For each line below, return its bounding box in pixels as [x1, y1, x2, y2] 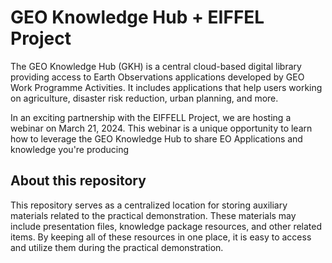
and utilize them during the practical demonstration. [10, 241, 224, 253]
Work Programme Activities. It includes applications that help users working [10, 81, 323, 93]
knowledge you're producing [10, 143, 130, 155]
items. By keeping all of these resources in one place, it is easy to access [10, 231, 312, 243]
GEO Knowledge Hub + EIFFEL [10, 6, 265, 29]
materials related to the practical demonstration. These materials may [10, 209, 297, 221]
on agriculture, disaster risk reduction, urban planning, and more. [10, 92, 279, 104]
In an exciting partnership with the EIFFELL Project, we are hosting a [10, 111, 292, 123]
